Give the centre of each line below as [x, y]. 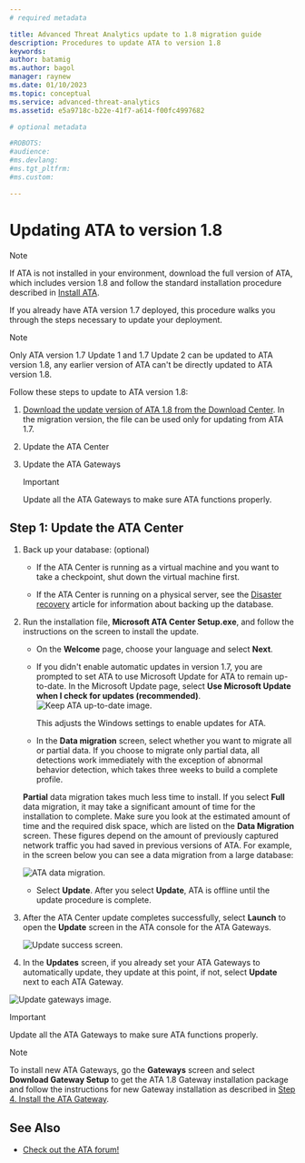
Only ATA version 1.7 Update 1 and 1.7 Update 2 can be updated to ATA [142, 355]
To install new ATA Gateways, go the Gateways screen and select [132, 1070]
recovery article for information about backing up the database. [155, 604]
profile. [49, 780]
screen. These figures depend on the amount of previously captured [150, 836]
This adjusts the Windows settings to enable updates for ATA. [151, 723]
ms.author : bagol [42, 68]
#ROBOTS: [26, 143]
